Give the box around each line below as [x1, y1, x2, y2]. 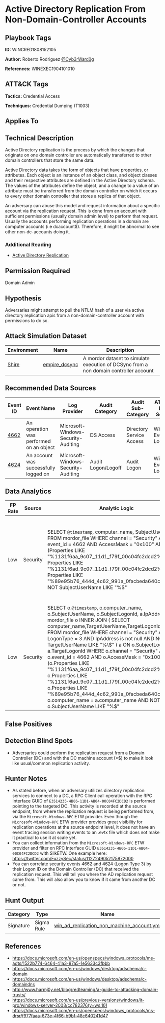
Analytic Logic [99, 505, 134, 511]
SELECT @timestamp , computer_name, [47, 529, 134, 536]
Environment [7, 346, 38, 353]
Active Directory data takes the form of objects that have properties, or [5, 167, 149, 173]
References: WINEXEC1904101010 [5, 66, 75, 72]
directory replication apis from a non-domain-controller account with [5, 312, 144, 318]
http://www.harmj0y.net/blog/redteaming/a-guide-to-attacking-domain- [12, 986, 159, 992]
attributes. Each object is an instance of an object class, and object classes [5, 172, 157, 178]
